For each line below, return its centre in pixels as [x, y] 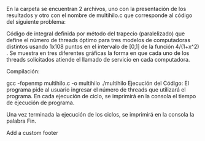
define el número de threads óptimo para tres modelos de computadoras [99, 40]
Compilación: [23, 71]
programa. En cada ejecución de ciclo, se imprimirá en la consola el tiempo [101, 96]
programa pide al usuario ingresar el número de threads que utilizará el [96, 90]
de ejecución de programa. [41, 103]
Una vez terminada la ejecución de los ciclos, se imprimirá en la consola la [100, 114]
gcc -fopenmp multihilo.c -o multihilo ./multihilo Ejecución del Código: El [98, 83]
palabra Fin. [21, 121]
